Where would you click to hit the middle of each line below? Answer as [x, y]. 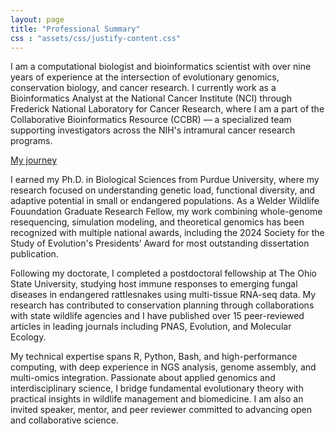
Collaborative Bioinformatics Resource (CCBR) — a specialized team [151, 120]
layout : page [37, 19]
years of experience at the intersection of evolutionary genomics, [145, 77]
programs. [31, 141]
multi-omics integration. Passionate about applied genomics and [143, 378]
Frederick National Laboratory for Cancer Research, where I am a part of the [167, 109]
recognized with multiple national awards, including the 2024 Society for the [167, 233]
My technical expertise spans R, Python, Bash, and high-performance [154, 357]
